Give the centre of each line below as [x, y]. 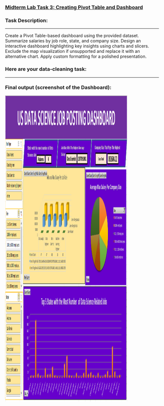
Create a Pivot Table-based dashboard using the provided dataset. [72, 36]
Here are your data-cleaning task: [46, 69]
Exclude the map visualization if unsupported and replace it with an [72, 51]
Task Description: [26, 20]
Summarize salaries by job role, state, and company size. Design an [73, 41]
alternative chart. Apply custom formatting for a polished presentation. [76, 56]
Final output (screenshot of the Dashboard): [58, 88]
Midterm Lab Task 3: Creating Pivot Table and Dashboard [74, 7]
